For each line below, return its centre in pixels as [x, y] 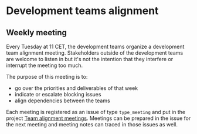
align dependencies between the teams [62, 101]
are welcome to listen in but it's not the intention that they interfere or [90, 59]
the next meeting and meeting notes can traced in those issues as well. [92, 124]
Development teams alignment [82, 11]
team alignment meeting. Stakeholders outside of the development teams [95, 53]
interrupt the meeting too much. [45, 65]
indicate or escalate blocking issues [58, 94]
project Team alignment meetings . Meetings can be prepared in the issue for [98, 118]
